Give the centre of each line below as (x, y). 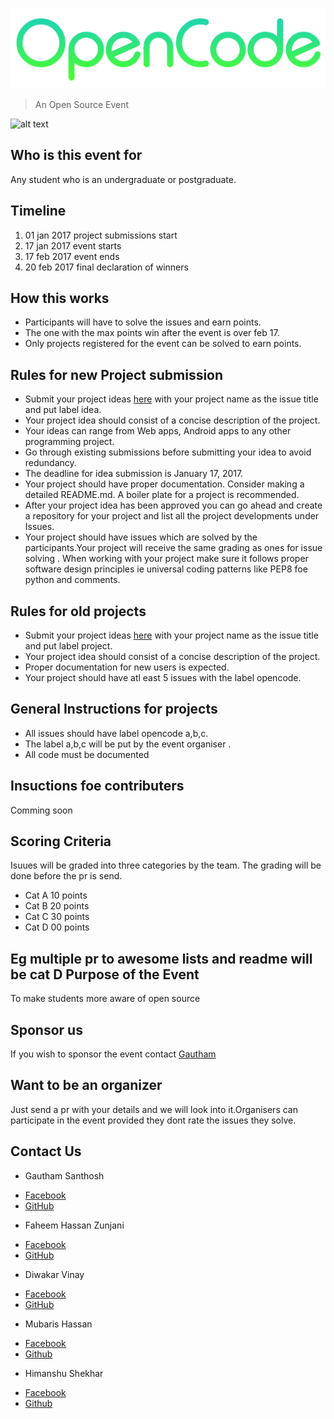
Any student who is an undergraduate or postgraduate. (123, 179)
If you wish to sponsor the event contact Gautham (113, 1054)
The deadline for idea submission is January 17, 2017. (134, 474)
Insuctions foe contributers (97, 786)
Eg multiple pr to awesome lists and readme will (161, 958)
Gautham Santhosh (64, 1175)
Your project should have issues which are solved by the (141, 537)
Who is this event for (76, 155)
